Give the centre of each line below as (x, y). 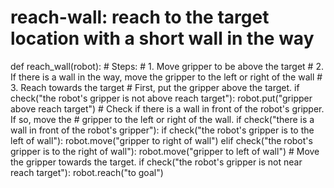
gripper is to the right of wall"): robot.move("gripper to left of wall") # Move (165, 151)
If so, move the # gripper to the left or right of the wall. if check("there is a (162, 119)
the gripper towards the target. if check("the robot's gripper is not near (156, 162)
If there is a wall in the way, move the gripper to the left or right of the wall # (166, 77)
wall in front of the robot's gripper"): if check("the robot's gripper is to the (162, 130)
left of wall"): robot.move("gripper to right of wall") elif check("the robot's (161, 140)
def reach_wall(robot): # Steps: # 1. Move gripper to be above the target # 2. (167, 66)
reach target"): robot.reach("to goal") (87, 172)
